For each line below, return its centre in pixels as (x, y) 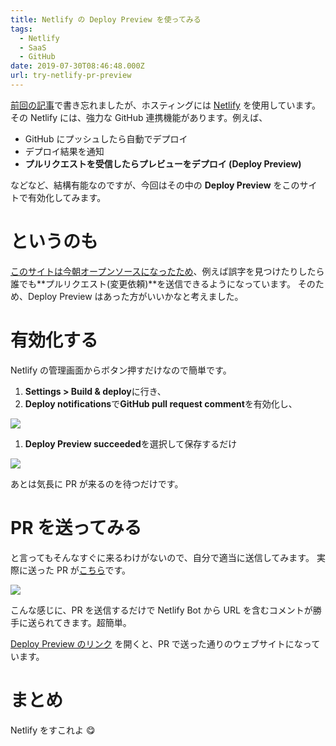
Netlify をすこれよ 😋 (53, 730)
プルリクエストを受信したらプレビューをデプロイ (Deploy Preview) (163, 163)
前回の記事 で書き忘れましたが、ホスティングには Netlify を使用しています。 (166, 105)
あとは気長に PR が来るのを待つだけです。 (97, 483)
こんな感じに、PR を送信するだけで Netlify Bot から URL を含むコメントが (161, 610)
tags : (21, 29)
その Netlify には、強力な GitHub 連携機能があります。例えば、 (139, 117)
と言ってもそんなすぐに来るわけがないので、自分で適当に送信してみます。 (162, 557)
